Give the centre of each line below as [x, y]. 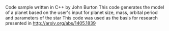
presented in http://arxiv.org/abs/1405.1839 [51, 23]
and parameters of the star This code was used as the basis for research [81, 18]
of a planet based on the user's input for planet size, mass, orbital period [81, 12]
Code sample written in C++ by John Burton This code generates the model [85, 7]
